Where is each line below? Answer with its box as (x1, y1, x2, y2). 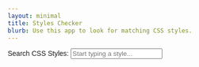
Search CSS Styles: (7, 49, 69, 58)
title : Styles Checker (7, 19, 83, 27)
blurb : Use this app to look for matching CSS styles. (7, 27, 193, 35)
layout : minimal (7, 12, 62, 20)
